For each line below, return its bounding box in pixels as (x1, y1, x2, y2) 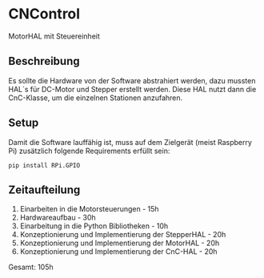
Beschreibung (8, 54, 80, 68)
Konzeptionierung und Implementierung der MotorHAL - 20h (19, 238, 220, 248)
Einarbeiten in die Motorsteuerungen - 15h (19, 204, 159, 214)
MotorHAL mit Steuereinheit (8, 31, 100, 41)
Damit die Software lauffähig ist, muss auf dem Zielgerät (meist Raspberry (8, 137, 252, 147)
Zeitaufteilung (8, 183, 81, 196)
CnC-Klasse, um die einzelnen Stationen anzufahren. (8, 93, 183, 103)
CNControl (8, 5, 81, 23)
